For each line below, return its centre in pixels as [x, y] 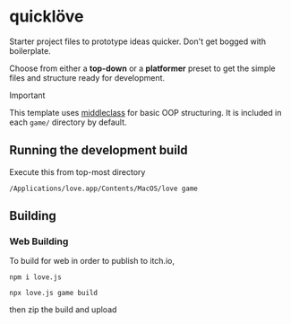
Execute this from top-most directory [77, 171]
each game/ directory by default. [68, 122]
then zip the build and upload [63, 310]
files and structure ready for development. [87, 77]
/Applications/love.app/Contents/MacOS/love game [104, 188]
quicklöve [47, 17]
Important [27, 95]
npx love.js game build [54, 293]
